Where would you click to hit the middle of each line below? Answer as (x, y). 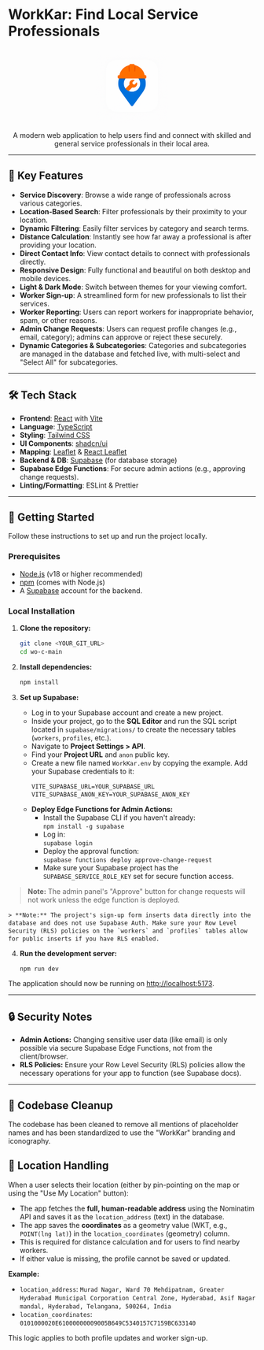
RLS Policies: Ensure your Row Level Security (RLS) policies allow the (132, 1065)
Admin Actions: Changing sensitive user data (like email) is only (123, 1040)
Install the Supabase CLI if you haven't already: (119, 818)
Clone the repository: (55, 628)
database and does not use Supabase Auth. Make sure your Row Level (123, 923)
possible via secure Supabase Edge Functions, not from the (116, 1048)
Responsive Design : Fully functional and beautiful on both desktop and (135, 270)
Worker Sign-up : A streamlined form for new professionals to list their (133, 295)
